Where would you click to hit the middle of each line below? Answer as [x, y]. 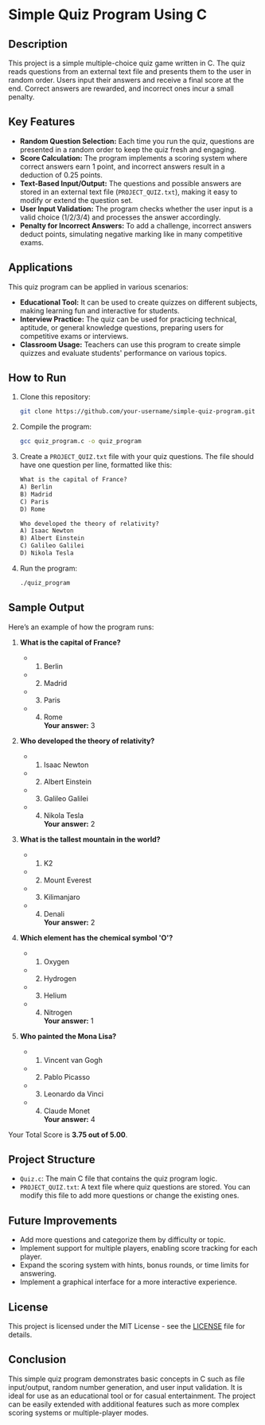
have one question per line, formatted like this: [96, 465]
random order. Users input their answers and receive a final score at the [126, 80]
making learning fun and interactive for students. [100, 310]
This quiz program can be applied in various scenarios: [98, 286]
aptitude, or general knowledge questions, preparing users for [122, 327]
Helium [55, 995]
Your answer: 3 [69, 725]
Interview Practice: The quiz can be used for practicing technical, [128, 319]
